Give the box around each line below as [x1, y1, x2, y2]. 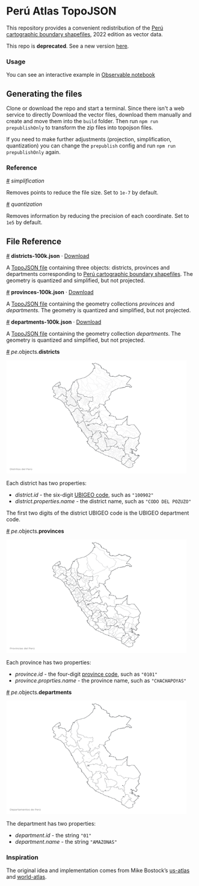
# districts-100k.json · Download [6, 252, 90, 260]
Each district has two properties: [6, 480, 87, 487]
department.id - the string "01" [14, 832, 92, 839]
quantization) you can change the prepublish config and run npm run [6, 142, 176, 149]
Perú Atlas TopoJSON [6, 4, 117, 18]
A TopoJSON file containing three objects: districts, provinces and [6, 264, 170, 271]
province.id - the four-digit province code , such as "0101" [14, 670, 158, 678]
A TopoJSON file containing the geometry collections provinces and [6, 300, 175, 307]
